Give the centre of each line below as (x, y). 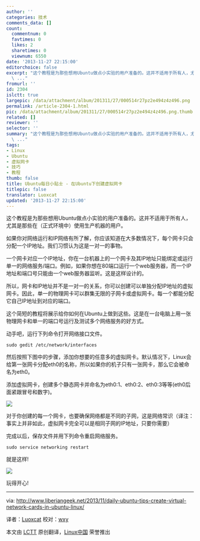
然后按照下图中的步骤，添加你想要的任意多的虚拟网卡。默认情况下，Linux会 (99, 357)
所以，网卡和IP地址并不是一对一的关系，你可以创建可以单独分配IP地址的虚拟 (100, 286)
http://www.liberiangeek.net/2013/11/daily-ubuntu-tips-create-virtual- (101, 501)
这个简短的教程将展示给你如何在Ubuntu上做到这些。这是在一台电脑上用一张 (99, 313)
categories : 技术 (27, 17)
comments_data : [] (29, 23)
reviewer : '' (22, 123)
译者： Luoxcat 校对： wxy (37, 520)
